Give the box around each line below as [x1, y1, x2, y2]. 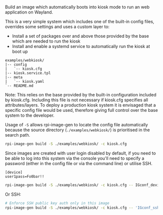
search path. [5, 132, 31, 138]
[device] [5, 169, 23, 175]
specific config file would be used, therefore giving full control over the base [5, 107, 158, 113]
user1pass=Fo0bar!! [5, 174, 45, 179]
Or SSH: [5, 191, 21, 197]
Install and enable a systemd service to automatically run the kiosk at [12, 44, 150, 49]
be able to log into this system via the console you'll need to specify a [5, 155, 145, 161]
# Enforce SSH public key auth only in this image [5, 200, 110, 205]
